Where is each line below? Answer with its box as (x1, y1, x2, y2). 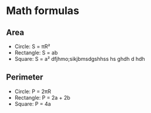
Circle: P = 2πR (14, 88, 52, 95)
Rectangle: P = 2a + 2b (14, 94, 71, 101)
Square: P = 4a (14, 100, 51, 107)
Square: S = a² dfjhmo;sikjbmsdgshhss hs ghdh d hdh (14, 56, 145, 62)
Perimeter (6, 72, 43, 83)
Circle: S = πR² (14, 43, 51, 50)
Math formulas (6, 4, 79, 18)
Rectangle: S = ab (14, 49, 58, 56)
